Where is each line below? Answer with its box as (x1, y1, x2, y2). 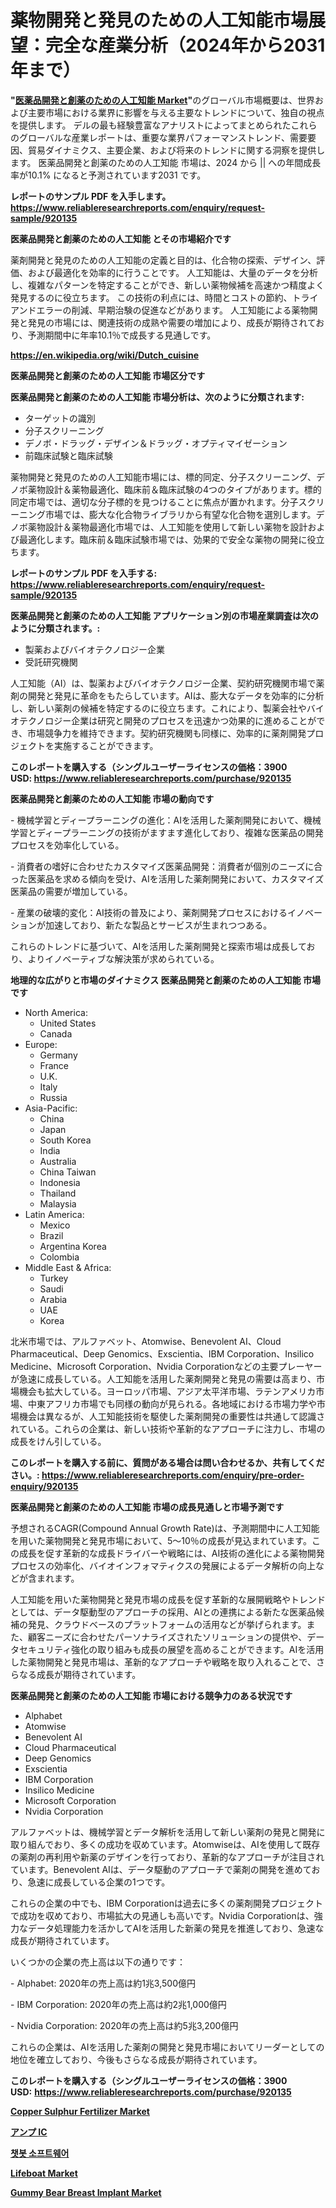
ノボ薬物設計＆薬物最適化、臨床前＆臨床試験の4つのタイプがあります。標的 (10, 483, 322, 495)
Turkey (39, 1272, 69, 1284)
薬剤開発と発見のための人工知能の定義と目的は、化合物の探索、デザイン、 (10, 254, 317, 266)
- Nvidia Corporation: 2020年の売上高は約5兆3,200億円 (10, 2019, 239, 2031)
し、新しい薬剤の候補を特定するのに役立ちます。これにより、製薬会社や (10, 702, 307, 714)
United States (39, 1017, 97, 1029)
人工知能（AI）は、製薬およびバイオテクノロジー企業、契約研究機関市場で (10, 677, 317, 689)
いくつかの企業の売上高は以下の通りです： (10, 1956, 186, 1968)
